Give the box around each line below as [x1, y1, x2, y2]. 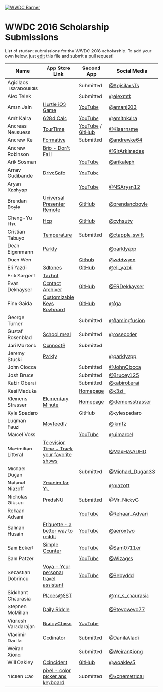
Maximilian [7, 445, 33, 452]
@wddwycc [109, 256, 136, 263]
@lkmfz [109, 420, 127, 427]
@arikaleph [109, 158, 135, 165]
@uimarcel [109, 431, 133, 438]
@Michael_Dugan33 [109, 468, 155, 475]
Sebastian [7, 569, 31, 576]
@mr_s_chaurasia [109, 592, 149, 599]
